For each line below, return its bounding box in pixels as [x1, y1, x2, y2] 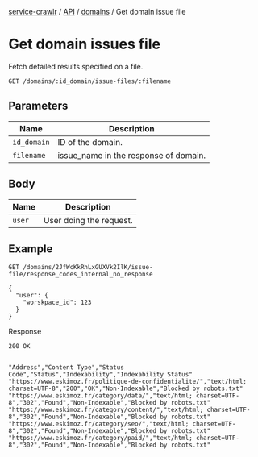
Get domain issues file [8, 35, 161, 53]
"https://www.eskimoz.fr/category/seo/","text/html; [8, 420, 189, 428]
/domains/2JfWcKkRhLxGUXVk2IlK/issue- [23, 264, 153, 272]
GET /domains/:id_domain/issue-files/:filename [8, 77, 172, 85]
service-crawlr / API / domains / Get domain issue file [8, 7, 186, 16]
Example [8, 242, 53, 256]
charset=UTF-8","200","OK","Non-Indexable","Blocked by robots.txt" [8, 384, 243, 393]
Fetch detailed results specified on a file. [8, 61, 144, 71]
